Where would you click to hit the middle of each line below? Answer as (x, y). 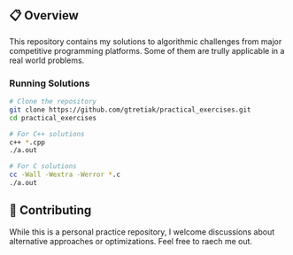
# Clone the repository (53, 102)
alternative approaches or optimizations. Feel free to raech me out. (131, 241)
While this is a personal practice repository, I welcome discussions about (142, 232)
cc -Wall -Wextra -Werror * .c (65, 175)
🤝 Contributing (50, 210)
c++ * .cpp (27, 142)
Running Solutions (50, 83)
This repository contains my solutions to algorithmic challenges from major (146, 41)
